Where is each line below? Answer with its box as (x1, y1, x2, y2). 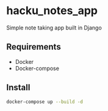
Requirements (6, 42, 61, 52)
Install (6, 82, 31, 93)
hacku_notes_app (6, 4, 98, 18)
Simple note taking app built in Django (6, 24, 102, 31)
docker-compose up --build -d (6, 99, 84, 105)
